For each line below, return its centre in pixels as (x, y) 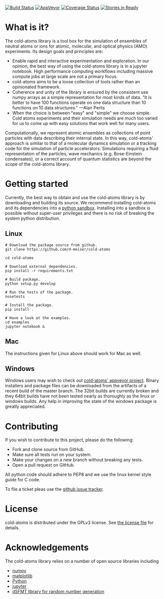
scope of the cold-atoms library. (37, 164)
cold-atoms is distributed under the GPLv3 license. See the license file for (79, 523)
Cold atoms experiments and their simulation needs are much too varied (85, 118)
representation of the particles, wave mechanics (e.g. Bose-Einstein (73, 153)
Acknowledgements (47, 548)
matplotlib (22, 576)
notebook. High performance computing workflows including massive (82, 71)
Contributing (32, 426)
